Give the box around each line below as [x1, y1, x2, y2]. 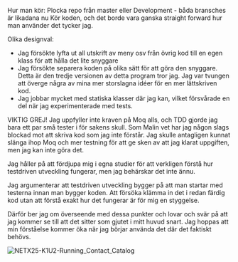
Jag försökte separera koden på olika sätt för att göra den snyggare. [17, 64, 218, 72]
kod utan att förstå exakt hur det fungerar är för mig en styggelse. [7, 196, 200, 204]
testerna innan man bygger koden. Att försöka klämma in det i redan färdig [7, 189, 225, 197]
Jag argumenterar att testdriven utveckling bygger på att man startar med [7, 181, 224, 189]
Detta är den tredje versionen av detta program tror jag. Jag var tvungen [17, 71, 229, 80]
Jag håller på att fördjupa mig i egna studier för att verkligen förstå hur [7, 159, 214, 168]
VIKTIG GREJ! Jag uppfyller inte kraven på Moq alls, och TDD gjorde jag [7, 115, 218, 124]
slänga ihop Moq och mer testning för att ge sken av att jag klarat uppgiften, [7, 138, 229, 147]
